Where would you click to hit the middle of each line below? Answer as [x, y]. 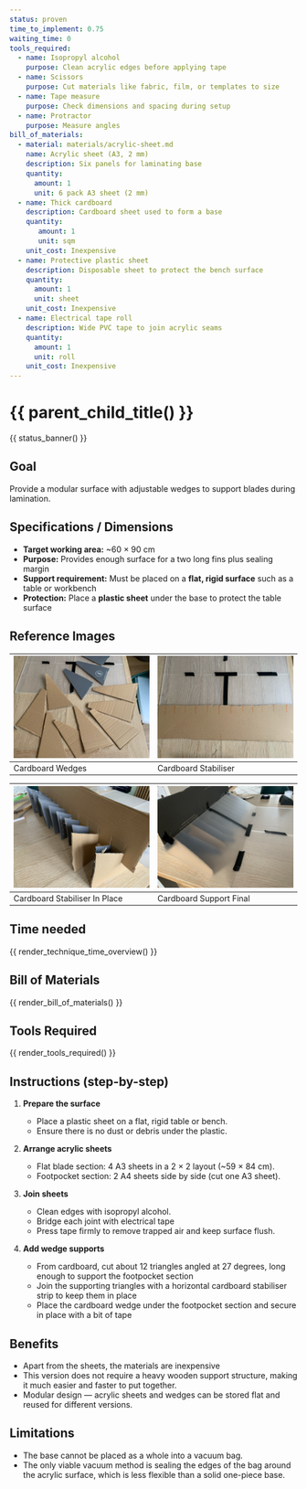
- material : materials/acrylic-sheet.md [95, 145]
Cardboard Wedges [50, 768]
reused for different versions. [78, 1405]
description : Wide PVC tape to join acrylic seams [124, 328]
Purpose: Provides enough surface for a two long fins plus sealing [148, 558]
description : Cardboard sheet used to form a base [124, 212]
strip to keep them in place [86, 1296]
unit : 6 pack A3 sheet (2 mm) [91, 193]
